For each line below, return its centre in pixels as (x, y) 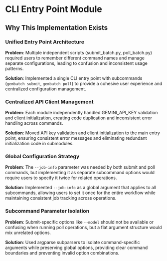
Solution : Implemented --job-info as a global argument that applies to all (81, 188)
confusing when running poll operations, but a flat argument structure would (83, 227)
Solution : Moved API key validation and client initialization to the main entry (83, 133)
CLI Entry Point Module (54, 9)
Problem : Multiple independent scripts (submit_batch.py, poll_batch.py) (79, 52)
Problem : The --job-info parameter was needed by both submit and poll (80, 167)
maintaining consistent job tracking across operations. (61, 198)
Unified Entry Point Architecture (45, 42)
